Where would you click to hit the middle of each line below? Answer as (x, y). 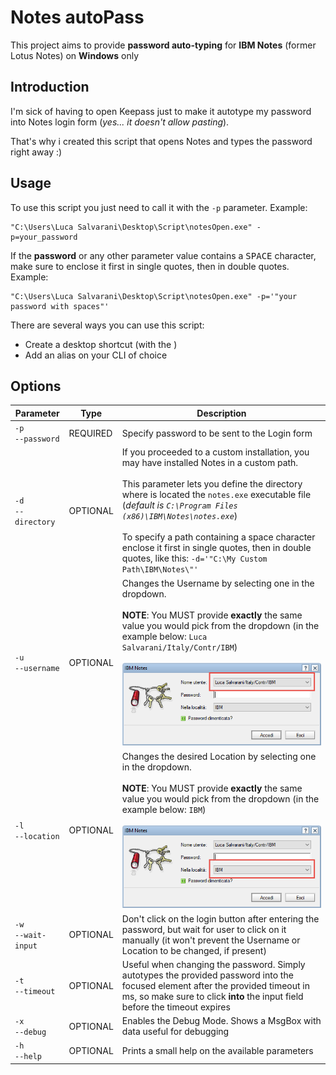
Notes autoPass (77, 17)
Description (221, 413)
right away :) (36, 152)
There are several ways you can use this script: (107, 325)
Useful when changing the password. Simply (213, 964)
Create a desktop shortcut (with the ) (101, 344)
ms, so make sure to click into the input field (212, 996)
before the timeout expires (176, 1007)
